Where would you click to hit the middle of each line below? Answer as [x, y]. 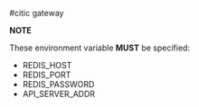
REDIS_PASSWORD [58, 84]
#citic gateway [37, 13]
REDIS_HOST [47, 65]
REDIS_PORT [47, 75]
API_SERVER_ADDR [59, 94]
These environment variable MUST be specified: [99, 48]
